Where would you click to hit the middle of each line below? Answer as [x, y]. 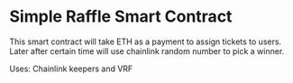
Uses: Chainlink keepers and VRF [71, 69]
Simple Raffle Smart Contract [121, 17]
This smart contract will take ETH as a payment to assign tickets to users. [146, 41]
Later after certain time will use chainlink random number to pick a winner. [147, 51]
